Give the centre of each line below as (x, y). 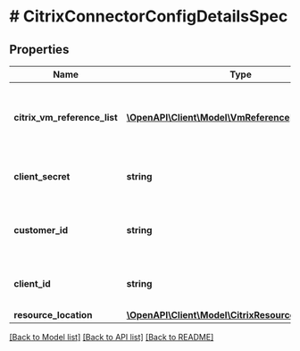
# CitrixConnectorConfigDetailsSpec (149, 17)
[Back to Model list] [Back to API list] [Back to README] (112, 337)
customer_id (41, 230)
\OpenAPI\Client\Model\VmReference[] (212, 117)
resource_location (53, 315)
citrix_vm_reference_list (66, 117)
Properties (39, 50)
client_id (32, 284)
